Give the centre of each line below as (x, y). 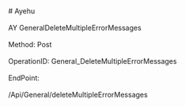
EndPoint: (24, 78)
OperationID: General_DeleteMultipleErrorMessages (92, 61)
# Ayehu (22, 11)
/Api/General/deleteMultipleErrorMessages (78, 94)
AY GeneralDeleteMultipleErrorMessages (75, 28)
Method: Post (30, 44)
